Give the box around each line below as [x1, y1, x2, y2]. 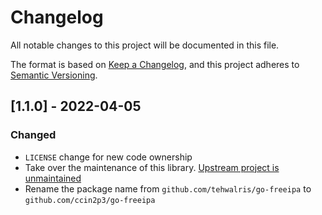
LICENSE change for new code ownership [24, 151, 193, 163]
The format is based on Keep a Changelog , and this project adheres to [10, 58, 300, 70]
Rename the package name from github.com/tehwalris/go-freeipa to [24, 182, 312, 195]
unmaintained [24, 172, 82, 184]
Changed [10, 128, 57, 142]
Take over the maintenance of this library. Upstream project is [24, 161, 280, 173]
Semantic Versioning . [10, 69, 98, 81]
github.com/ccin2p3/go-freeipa [24, 195, 156, 205]
